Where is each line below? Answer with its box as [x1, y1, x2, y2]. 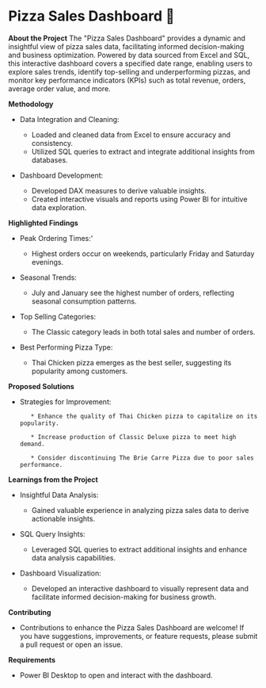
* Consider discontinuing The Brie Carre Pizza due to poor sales [30, 453, 255, 462]
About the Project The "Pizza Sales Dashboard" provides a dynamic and [8, 33, 245, 43]
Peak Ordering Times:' [19, 233, 93, 243]
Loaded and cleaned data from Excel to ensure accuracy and [31, 130, 231, 140]
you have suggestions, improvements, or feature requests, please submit [19, 631, 258, 640]
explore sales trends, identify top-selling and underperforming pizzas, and [8, 67, 251, 76]
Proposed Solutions [8, 381, 75, 391]
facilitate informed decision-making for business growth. [31, 592, 217, 602]
